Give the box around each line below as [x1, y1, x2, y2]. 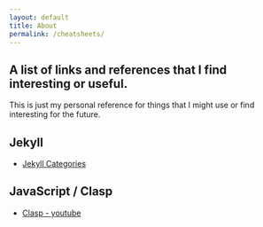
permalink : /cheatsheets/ [9, 29, 104, 38]
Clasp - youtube [21, 207, 81, 218]
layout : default [9, 12, 69, 22]
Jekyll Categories [21, 159, 87, 168]
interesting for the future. [9, 109, 101, 120]
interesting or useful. [9, 76, 128, 91]
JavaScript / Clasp [9, 184, 113, 200]
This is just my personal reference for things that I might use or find [9, 99, 255, 111]
